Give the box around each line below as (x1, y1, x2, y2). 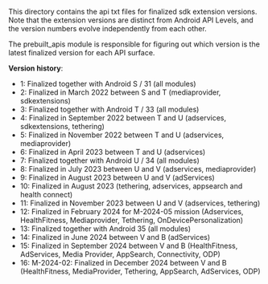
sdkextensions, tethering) (19, 122, 105, 131)
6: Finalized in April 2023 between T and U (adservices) (19, 148, 206, 156)
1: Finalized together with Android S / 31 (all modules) (19, 79, 196, 88)
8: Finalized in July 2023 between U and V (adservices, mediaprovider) (19, 164, 257, 173)
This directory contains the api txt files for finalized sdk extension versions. (8, 7, 258, 16)
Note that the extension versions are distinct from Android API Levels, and (8, 15, 254, 25)
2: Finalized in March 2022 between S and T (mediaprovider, (19, 87, 221, 97)
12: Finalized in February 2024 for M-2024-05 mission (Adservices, (19, 207, 244, 216)
